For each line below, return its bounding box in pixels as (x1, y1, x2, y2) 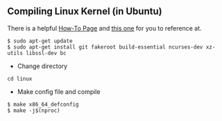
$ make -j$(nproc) (7, 107, 60, 114)
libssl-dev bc (25, 49, 67, 56)
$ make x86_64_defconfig (7, 101, 79, 108)
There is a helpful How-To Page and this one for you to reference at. (7, 24, 203, 32)
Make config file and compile (17, 87, 101, 96)
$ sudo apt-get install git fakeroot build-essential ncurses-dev (7, 43, 203, 51)
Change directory (17, 62, 68, 70)
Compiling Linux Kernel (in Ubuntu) (7, 6, 162, 17)
